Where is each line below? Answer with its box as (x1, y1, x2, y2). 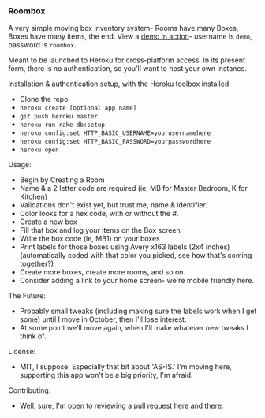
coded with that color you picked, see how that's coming (67, 251, 252, 260)
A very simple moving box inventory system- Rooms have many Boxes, (8, 24, 239, 33)
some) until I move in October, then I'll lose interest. (19, 315, 187, 324)
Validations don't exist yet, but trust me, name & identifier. (19, 200, 207, 210)
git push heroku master (19, 113, 99, 121)
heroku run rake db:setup (19, 121, 105, 129)
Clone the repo (19, 95, 69, 104)
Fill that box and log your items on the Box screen (19, 226, 181, 235)
